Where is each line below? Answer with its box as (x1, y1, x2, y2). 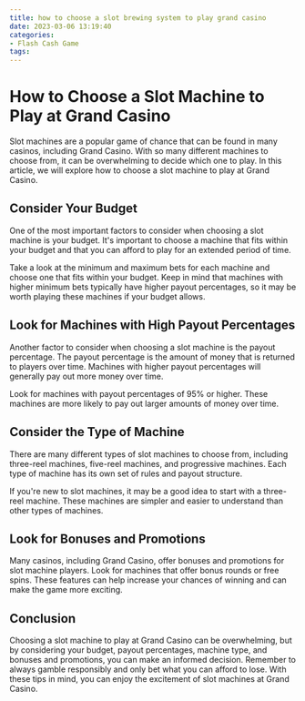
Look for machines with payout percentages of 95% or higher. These (9, 388, 269, 399)
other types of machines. (9, 504, 104, 515)
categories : (9, 30, 55, 39)
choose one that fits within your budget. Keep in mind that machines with (9, 271, 284, 282)
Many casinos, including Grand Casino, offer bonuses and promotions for (9, 555, 285, 566)
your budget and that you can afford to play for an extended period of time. (9, 244, 291, 255)
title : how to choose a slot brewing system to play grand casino (9, 13, 267, 23)
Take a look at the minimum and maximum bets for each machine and (9, 261, 270, 273)
